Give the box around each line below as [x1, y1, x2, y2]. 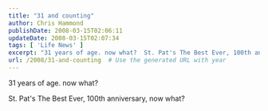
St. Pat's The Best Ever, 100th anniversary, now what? [8, 93, 185, 103]
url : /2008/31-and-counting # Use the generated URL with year [8, 57, 227, 65]
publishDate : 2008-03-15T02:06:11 [8, 26, 124, 34]
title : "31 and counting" [8, 11, 94, 20]
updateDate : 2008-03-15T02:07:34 [8, 34, 120, 42]
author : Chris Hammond [8, 19, 84, 27]
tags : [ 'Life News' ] [8, 42, 84, 50]
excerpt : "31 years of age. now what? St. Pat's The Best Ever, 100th [8, 49, 251, 57]
